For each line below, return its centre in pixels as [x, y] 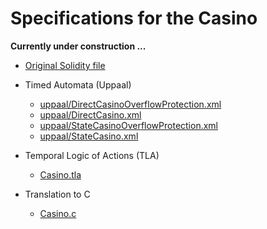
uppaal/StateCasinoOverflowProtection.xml [129, 125]
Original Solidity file [65, 65]
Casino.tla [60, 174]
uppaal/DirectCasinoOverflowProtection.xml [130, 104]
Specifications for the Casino [134, 18]
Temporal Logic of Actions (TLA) [92, 155]
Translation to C [57, 194]
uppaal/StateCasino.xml [89, 136]
